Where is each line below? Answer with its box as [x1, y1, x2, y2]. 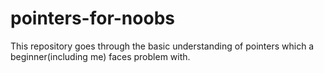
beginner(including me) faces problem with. [10, 50, 191, 62]
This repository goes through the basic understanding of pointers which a [10, 40, 315, 52]
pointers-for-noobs [10, 7, 175, 30]
